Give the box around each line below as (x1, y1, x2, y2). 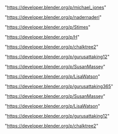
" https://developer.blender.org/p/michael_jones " (5, 5, 106, 10)
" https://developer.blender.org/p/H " (5, 34, 80, 40)
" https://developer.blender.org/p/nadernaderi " (5, 14, 102, 20)
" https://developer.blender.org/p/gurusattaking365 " (5, 84, 113, 89)
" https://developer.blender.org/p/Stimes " (5, 24, 91, 30)
